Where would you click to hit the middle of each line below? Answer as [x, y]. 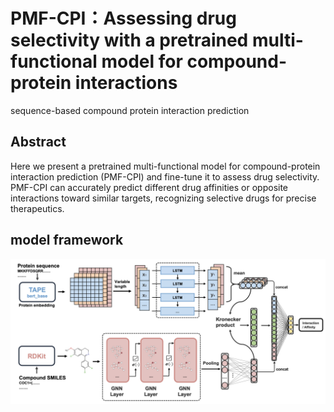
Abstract [38, 142]
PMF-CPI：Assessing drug [123, 18]
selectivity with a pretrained [129, 40]
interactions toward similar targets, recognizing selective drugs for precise [163, 198]
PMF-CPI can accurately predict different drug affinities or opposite [149, 187]
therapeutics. [37, 208]
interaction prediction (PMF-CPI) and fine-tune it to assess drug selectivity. [165, 176]
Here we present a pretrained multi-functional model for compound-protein [165, 166]
